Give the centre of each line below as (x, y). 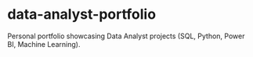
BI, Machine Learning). (44, 44)
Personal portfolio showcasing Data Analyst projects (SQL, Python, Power (126, 36)
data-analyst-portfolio (82, 14)
